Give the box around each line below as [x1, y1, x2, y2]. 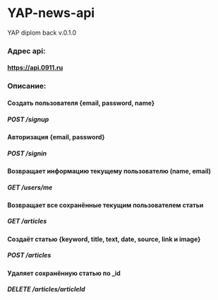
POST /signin [7, 149, 47, 157]
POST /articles [7, 251, 52, 260]
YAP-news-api [7, 5, 95, 21]
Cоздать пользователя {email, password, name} [7, 98, 155, 107]
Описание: [7, 81, 47, 91]
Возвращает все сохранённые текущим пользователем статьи [7, 200, 204, 209]
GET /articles [7, 217, 47, 226]
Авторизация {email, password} [7, 132, 105, 141]
